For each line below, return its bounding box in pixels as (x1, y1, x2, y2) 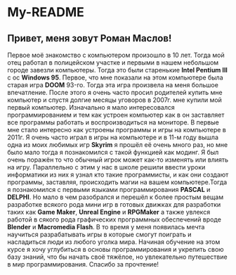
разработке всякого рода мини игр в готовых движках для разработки (7, 200, 221, 208)
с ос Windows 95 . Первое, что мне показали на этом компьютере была (7, 73, 223, 82)
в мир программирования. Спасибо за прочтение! (7, 260, 159, 268)
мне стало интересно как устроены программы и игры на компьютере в (7, 126, 226, 134)
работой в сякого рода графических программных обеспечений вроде (7, 215, 221, 224)
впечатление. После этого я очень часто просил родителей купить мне (7, 89, 223, 96)
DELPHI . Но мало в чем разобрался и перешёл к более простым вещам (7, 193, 223, 201)
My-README (7, 4, 84, 20)
